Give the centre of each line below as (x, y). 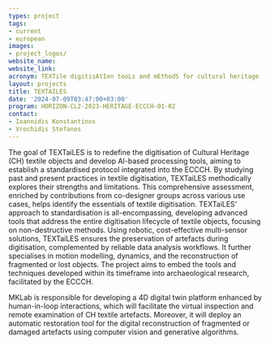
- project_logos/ (38, 54)
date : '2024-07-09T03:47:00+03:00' (69, 99)
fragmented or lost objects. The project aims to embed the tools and (122, 264)
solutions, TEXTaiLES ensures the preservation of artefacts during (118, 238)
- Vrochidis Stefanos (45, 129)
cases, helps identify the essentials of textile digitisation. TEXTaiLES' (123, 204)
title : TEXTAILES (38, 91)
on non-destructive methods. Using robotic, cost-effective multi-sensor (128, 230)
